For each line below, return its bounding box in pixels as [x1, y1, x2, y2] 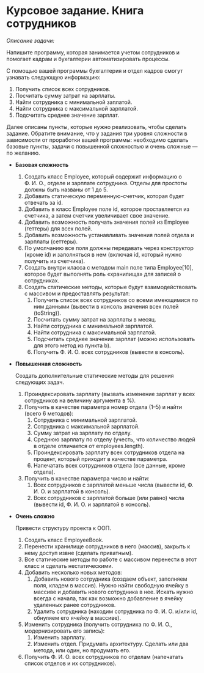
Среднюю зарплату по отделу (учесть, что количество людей [33, 435, 195, 443]
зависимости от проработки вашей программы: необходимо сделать [6, 136, 189, 144]
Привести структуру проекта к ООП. [15, 524, 111, 532]
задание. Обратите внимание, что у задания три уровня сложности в [6, 130, 188, 137]
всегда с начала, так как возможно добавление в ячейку [33, 594, 183, 602]
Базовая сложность [15, 161, 69, 168]
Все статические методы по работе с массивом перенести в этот [24, 556, 197, 563]
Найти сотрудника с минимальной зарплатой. [33, 322, 154, 329]
